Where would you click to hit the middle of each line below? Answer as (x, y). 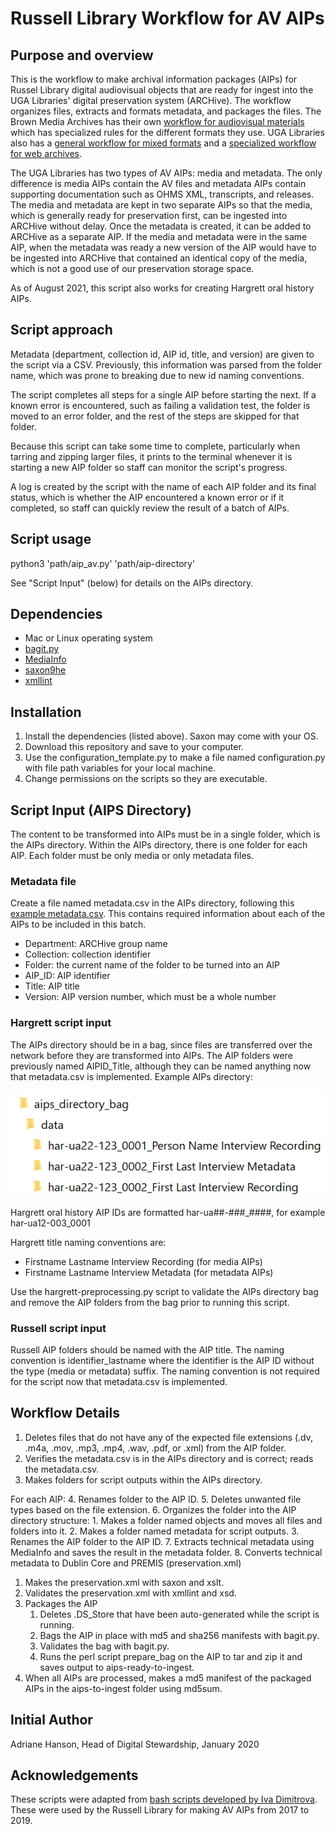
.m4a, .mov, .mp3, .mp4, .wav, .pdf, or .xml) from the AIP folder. (155, 1448)
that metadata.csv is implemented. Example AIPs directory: (132, 1076)
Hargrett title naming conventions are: (88, 1242)
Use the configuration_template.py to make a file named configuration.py (175, 758)
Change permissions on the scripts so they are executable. (146, 779)
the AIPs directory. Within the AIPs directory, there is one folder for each (159, 845)
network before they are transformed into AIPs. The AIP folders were (151, 1055)
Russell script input (58, 1328)
